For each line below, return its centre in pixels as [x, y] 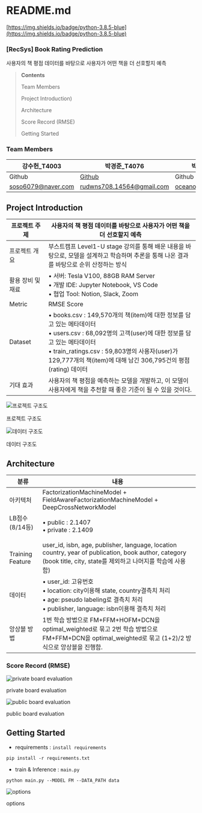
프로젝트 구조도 [24, 419]
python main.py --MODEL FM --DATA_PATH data [63, 781]
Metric [19, 304]
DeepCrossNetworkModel [79, 507]
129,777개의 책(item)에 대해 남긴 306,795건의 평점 [119, 361]
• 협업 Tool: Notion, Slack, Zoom [93, 294]
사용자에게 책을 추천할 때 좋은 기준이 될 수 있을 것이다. [120, 390]
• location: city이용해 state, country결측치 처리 [106, 590]
